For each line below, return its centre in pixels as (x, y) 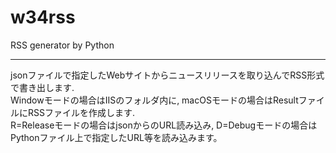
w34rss (43, 17)
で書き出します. (42, 87)
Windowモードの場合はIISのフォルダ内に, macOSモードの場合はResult (154, 100)
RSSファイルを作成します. (81, 112)
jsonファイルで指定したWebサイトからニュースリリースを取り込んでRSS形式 (167, 75)
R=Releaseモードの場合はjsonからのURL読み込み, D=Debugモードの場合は (164, 125)
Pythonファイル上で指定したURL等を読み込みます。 (116, 137)
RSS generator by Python (62, 45)
